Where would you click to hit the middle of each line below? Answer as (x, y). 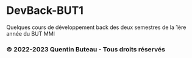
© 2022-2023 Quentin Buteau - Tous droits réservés (86, 49)
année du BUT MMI (31, 33)
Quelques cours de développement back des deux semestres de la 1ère (96, 27)
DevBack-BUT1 (45, 11)
